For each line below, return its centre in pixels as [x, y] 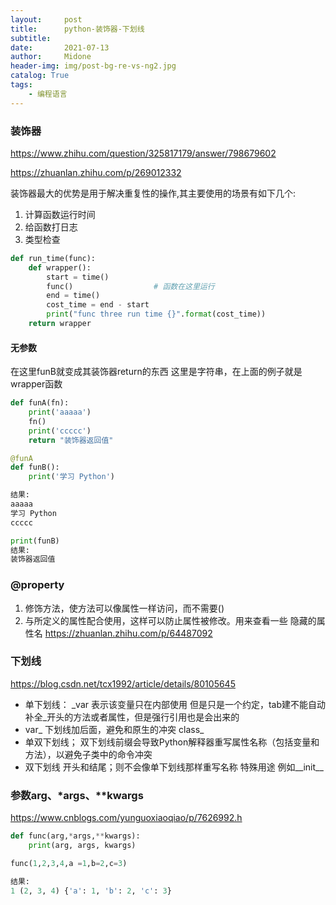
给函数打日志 [51, 227]
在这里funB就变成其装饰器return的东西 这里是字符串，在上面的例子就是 [156, 372]
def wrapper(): [60, 267]
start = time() [78, 277]
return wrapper [60, 324]
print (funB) [35, 541]
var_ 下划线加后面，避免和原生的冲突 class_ [114, 729]
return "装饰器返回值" [71, 440]
